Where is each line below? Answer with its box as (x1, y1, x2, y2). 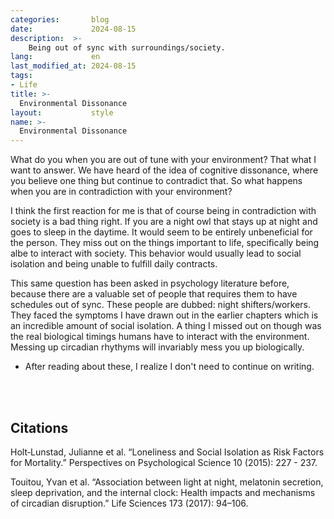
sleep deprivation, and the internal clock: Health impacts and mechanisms (10, 486, 316, 498)
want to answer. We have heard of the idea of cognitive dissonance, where (10, 164, 319, 176)
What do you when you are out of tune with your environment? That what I (10, 154, 317, 166)
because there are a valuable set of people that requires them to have (10, 288, 298, 300)
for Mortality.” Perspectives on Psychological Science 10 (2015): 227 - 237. (10, 456, 318, 468)
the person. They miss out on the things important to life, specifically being (10, 237, 320, 249)
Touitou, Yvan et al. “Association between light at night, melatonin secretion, (10, 476, 324, 488)
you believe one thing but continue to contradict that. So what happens (10, 175, 303, 187)
